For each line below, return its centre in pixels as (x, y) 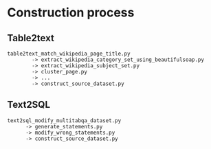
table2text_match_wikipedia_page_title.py (69, 54)
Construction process (71, 13)
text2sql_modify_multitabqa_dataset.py (64, 121)
